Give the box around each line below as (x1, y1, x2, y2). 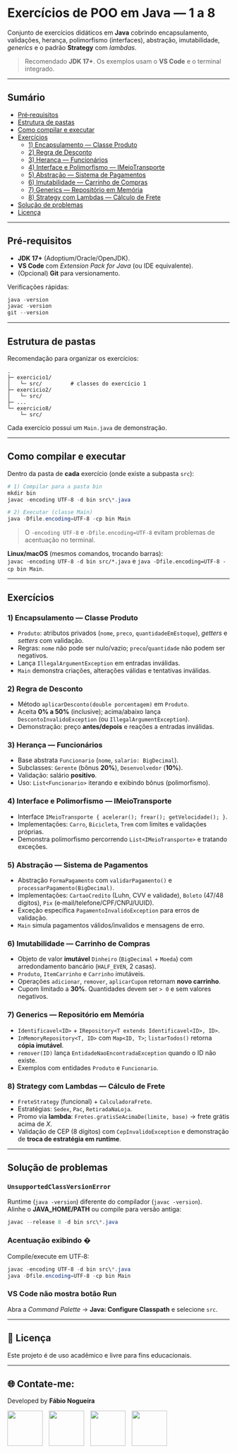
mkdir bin (7, 490, 37, 497)
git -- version (7, 309, 49, 316)
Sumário (7, 92, 46, 104)
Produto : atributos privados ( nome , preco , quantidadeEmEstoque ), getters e (17, 629, 228, 637)
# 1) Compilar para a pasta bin (7, 482, 102, 490)
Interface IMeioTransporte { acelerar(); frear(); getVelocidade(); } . (17, 812, 228, 821)
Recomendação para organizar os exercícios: (7, 355, 139, 362)
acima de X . (17, 1120, 53, 1128)
